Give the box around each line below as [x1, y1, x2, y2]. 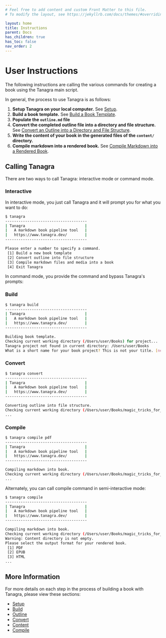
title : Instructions [5, 25, 48, 30]
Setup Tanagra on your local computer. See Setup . [12, 106, 118, 112]
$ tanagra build [5, 302, 39, 307]
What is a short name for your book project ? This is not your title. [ [5, 348, 158, 353]
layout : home [5, 21, 32, 26]
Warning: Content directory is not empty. [5, 536, 94, 541]
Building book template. [5, 334, 56, 339]
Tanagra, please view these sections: [5, 591, 81, 597]
